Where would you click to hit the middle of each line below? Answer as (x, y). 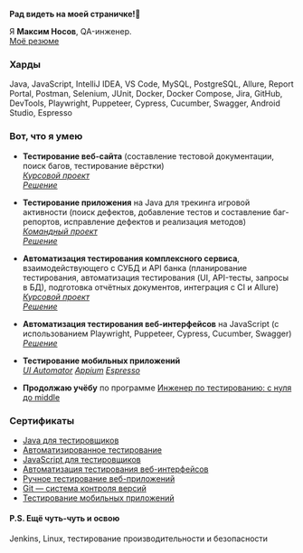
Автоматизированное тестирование (92, 450)
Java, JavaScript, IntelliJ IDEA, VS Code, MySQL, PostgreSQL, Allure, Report (151, 84)
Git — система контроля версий (84, 488)
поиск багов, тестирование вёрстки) (93, 165)
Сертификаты (42, 420)
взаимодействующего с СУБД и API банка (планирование (134, 267)
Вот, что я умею (46, 136)
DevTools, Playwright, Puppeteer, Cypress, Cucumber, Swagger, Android (145, 103)
